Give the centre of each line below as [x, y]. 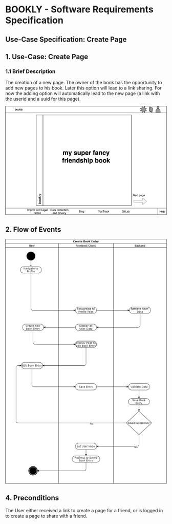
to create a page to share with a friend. [46, 516]
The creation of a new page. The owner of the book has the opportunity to [84, 83]
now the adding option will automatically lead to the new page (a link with [83, 93]
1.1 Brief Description [30, 71]
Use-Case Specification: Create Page [66, 39]
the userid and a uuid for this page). [43, 99]
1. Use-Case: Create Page [47, 57]
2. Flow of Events [33, 229]
